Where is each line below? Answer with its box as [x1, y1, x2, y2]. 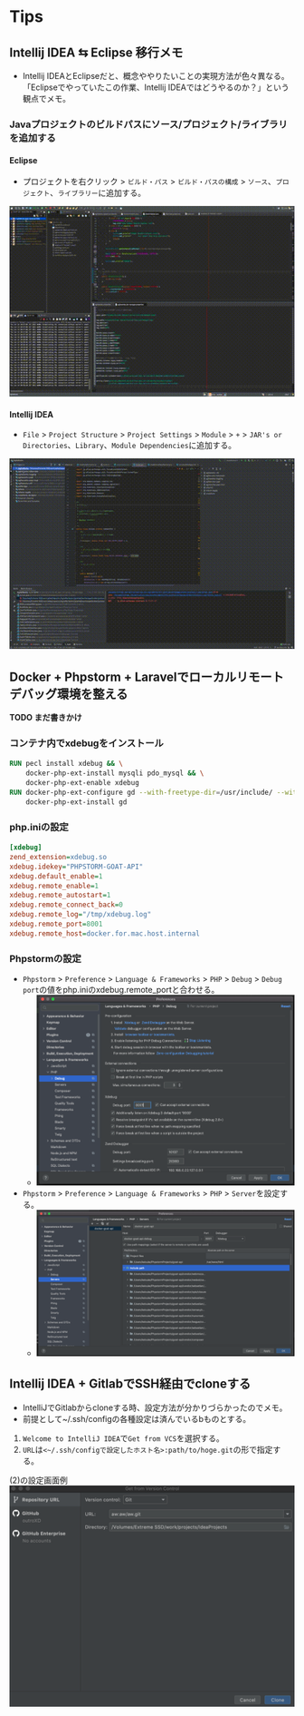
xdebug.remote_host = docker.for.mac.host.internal [9, 928, 201, 938]
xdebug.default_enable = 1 [9, 871, 103, 881]
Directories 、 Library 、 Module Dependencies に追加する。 [22, 440, 237, 451]
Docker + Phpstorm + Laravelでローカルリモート [9, 669, 285, 684]
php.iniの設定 [9, 820, 70, 833]
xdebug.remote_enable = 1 [9, 881, 100, 890]
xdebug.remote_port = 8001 [9, 919, 103, 929]
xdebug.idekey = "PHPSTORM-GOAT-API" [9, 862, 144, 871]
